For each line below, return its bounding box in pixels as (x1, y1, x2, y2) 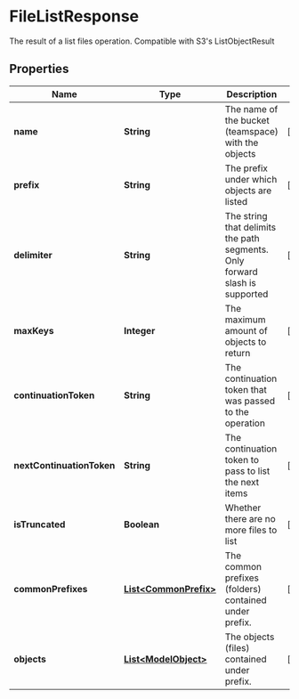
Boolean (124, 518, 160, 531)
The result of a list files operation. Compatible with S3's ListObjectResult (9, 36, 275, 46)
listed (224, 195, 248, 207)
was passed (224, 394, 276, 407)
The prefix (224, 162, 269, 175)
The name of (224, 102, 279, 115)
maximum (224, 313, 266, 326)
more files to (224, 524, 278, 536)
